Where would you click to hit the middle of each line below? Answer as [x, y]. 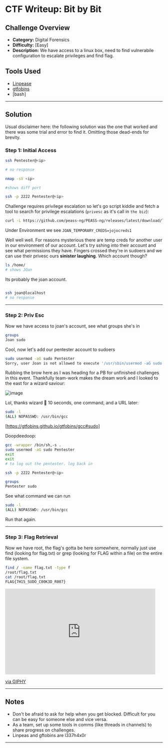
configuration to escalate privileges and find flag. [63, 56]
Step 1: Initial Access [31, 150]
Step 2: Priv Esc [25, 315]
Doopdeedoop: [21, 436]
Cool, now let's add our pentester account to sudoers [60, 349]
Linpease [22, 83]
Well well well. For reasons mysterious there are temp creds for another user [84, 240]
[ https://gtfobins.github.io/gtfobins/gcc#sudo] [52, 426]
